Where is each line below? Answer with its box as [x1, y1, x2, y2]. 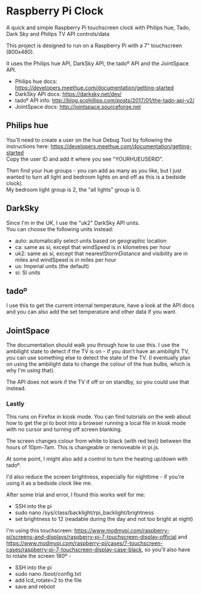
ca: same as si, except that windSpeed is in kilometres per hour [14, 243, 171, 250]
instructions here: [6, 142, 50, 150]
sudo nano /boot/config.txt [14, 571, 82, 578]
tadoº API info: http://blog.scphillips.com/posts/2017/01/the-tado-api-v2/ [14, 97, 195, 104]
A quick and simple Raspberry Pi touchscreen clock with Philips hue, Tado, [6, 24, 191, 31]
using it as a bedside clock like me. [6, 480, 93, 487]
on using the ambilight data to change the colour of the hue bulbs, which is [6, 360, 191, 368]
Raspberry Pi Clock [6, 4, 103, 18]
